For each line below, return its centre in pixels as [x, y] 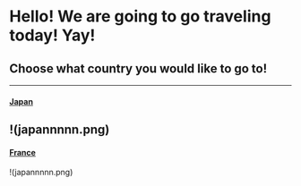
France [22, 152]
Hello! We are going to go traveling [140, 17]
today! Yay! [52, 35]
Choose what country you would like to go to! [138, 68]
